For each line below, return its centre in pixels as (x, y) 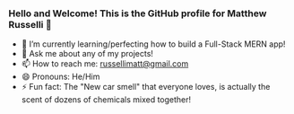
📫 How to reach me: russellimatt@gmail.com (105, 64)
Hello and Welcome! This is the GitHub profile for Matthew (138, 13)
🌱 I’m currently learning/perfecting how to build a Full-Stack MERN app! (153, 44)
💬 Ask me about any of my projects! (87, 54)
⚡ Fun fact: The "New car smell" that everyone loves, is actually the (146, 87)
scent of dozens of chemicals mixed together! (106, 100)
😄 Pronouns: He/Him (61, 77)
